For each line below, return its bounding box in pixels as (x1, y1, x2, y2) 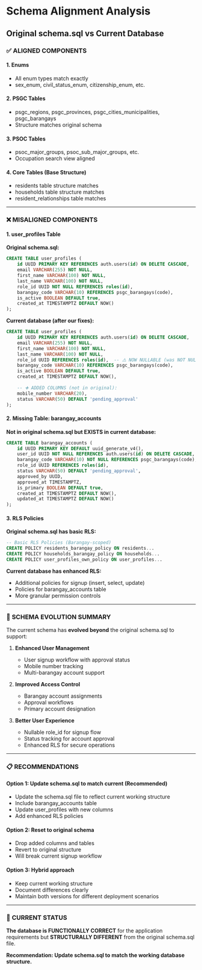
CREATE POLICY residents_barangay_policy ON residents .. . (6, 545, 155, 552)
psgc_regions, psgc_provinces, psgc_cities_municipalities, (14, 108, 160, 115)
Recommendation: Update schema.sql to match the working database (6, 951, 185, 959)
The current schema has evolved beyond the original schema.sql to (6, 627, 174, 634)
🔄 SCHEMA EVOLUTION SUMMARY (6, 613, 111, 621)
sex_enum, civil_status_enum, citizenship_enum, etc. (14, 81, 145, 88)
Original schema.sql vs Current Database (6, 28, 164, 39)
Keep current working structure (14, 879, 93, 887)
